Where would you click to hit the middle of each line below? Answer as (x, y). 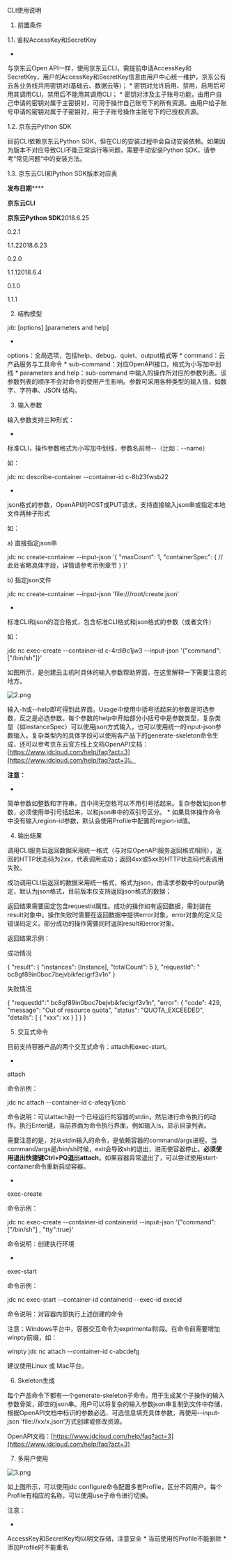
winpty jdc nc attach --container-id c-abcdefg (73, 1351)
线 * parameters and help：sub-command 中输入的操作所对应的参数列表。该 (117, 373)
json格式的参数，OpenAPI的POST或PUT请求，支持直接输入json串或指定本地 (116, 505)
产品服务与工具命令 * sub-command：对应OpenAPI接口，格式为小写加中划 (114, 364)
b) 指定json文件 (29, 580)
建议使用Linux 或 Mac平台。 (47, 1366)
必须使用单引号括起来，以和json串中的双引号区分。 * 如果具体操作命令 (120, 812)
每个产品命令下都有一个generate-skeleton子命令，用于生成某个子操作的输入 (116, 1395)
